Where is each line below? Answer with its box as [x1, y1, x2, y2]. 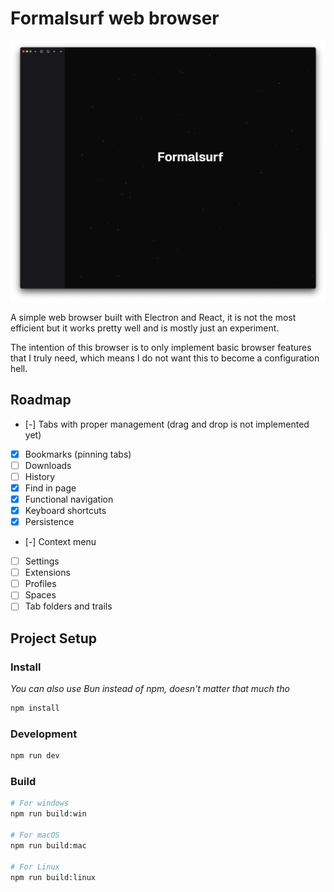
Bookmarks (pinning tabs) [24, 448, 132, 460]
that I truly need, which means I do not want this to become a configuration [10, 352, 320, 364]
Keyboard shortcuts [24, 504, 107, 516]
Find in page [24, 482, 77, 494]
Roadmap [10, 392, 72, 409]
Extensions [24, 567, 71, 579]
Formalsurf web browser [10, 7, 220, 30]
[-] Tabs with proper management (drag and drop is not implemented [24, 418, 310, 430]
